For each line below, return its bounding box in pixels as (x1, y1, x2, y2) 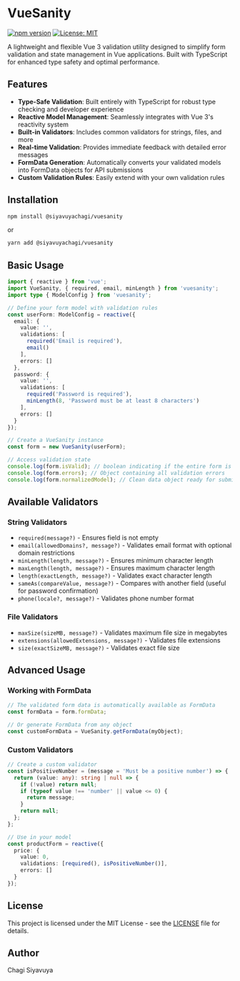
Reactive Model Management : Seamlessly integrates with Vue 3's (17, 112, 214, 121)
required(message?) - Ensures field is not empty (17, 533, 159, 542)
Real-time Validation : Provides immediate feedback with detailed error (17, 143, 227, 151)
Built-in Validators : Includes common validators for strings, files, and (17, 127, 222, 136)
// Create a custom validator (7, 761, 98, 768)
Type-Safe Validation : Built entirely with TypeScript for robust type (17, 97, 216, 106)
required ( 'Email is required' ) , (26, 338, 123, 345)
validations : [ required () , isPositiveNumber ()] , (20, 860, 168, 867)
